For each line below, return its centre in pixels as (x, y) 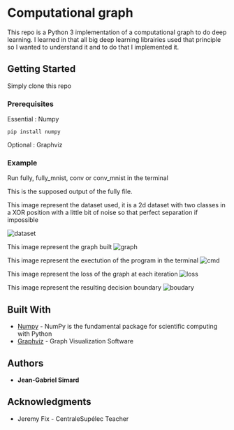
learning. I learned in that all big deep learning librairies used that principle (114, 39)
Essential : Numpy (33, 119)
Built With (29, 310)
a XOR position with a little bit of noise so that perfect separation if (103, 213)
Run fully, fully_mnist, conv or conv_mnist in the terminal (88, 178)
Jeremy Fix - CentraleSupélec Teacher (73, 418)
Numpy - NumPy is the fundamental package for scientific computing (117, 327)
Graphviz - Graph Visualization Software (75, 341)
